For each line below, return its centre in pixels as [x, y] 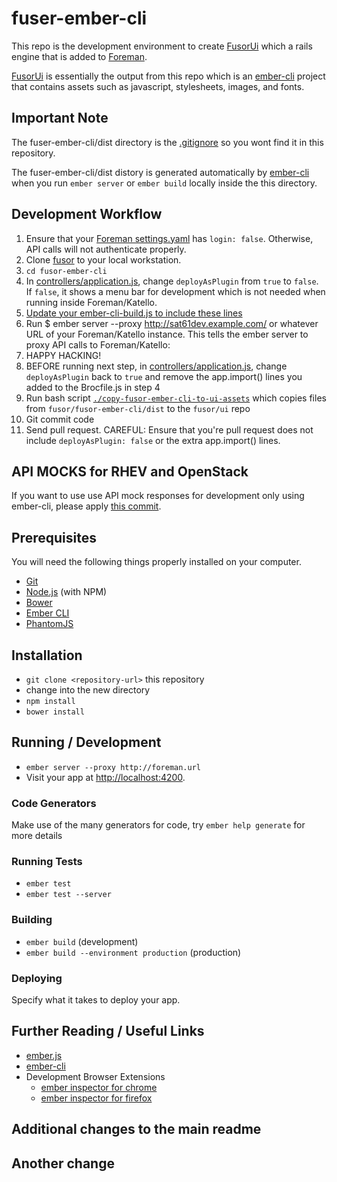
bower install [55, 712]
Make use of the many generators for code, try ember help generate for [158, 825]
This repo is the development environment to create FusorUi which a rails [162, 46]
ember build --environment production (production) [133, 952]
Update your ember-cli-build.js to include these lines [134, 313]
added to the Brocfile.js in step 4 [93, 387]
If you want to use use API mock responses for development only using [158, 496]
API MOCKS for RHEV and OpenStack [130, 471]
